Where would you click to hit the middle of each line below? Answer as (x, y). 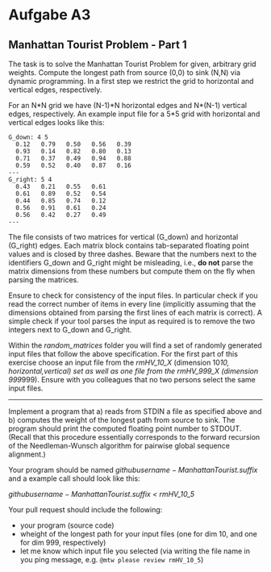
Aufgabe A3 (50, 15)
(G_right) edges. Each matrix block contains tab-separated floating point (129, 245)
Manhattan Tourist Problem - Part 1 (98, 45)
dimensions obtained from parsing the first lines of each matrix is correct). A (135, 313)
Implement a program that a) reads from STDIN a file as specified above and (135, 411)
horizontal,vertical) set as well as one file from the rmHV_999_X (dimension (133, 371)
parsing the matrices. (44, 280)
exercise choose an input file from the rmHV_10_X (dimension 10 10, (119, 362)
